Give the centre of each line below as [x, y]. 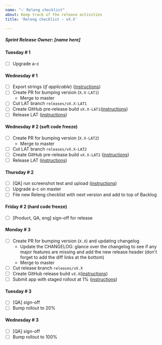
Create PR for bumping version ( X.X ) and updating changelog [76, 241]
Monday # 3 [18, 230]
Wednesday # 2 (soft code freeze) [42, 127]
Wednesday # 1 [21, 76]
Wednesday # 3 [22, 320]
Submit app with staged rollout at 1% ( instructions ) [65, 280]
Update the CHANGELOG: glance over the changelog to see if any [88, 246]
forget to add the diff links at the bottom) [62, 257]
